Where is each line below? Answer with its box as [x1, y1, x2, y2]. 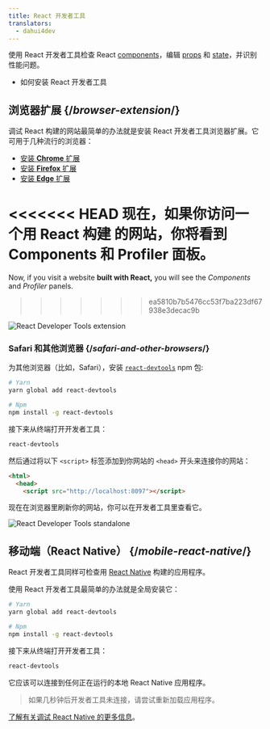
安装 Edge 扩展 [19, 174, 71, 183]
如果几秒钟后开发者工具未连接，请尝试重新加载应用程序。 [27, 694, 219, 704]
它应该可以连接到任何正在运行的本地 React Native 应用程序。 [8, 677, 210, 687]
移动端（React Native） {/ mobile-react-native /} [8, 544, 252, 558]
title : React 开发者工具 [8, 11, 86, 20]
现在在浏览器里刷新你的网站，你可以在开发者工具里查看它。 [8, 503, 206, 512]
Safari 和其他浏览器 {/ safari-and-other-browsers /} [8, 343, 210, 354]
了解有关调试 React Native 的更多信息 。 [8, 712, 139, 722]
